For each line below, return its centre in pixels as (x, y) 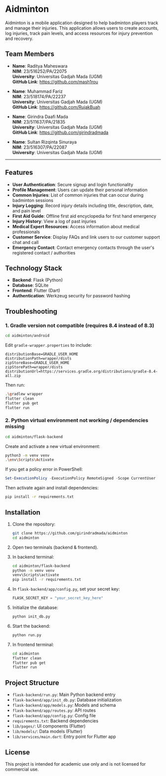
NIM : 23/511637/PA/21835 (39, 122)
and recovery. (19, 39)
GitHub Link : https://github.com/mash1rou (55, 82)
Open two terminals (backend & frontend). (55, 547)
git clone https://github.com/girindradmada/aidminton (70, 533)
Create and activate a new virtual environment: (53, 446)
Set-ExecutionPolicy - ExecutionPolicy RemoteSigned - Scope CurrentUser (80, 478)
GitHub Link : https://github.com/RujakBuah (56, 107)
